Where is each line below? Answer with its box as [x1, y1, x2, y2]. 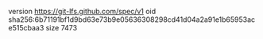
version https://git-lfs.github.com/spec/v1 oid [8, 7, 157, 16]
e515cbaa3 [8, 23, 44, 32]
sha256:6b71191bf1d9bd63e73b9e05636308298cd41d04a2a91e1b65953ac [8, 15, 256, 24]
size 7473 [45, 23, 78, 32]
